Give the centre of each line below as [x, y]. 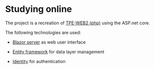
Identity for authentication [39, 61]
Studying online [39, 9]
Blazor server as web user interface [49, 42]
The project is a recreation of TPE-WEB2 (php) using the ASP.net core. [78, 23]
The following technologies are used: [43, 32]
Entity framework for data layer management [58, 52]
